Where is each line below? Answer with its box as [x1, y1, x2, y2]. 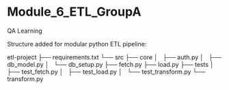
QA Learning [7, 27, 42, 35]
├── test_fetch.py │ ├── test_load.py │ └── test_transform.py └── [7, 67, 206, 76]
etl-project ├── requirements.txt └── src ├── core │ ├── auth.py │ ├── [7, 52, 222, 61]
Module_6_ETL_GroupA [7, 4, 142, 20]
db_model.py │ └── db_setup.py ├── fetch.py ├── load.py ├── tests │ [7, 60, 214, 68]
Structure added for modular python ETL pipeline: [7, 40, 147, 48]
